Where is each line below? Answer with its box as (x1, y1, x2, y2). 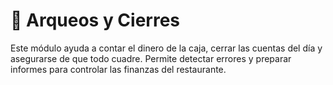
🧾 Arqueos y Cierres (10, 9, 181, 32)
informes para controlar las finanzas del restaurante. (10, 63, 227, 75)
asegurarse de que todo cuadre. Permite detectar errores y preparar (10, 52, 292, 64)
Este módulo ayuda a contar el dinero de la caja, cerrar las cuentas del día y (10, 42, 323, 54)
